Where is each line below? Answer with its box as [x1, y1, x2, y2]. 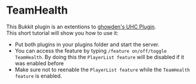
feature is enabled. [14, 72, 63, 79]
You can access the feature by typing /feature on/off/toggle [14, 47, 167, 54]
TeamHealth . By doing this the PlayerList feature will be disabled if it [14, 53, 185, 60]
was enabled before [14, 60, 64, 67]
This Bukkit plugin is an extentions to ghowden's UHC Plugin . [6, 23, 156, 30]
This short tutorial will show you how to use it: [6, 29, 119, 36]
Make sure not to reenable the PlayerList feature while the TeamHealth [14, 66, 191, 73]
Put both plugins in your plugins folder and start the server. [14, 41, 160, 48]
